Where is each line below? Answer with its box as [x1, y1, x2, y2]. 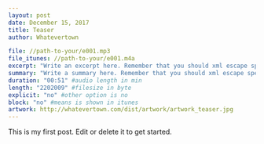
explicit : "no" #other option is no [8, 91, 128, 99]
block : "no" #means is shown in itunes [8, 99, 139, 106]
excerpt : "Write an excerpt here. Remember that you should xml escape [8, 62, 247, 70]
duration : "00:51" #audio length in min [8, 76, 143, 85]
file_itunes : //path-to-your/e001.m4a [8, 55, 135, 63]
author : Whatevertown [8, 33, 79, 41]
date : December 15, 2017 [8, 19, 90, 27]
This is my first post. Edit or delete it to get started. [8, 127, 173, 137]
